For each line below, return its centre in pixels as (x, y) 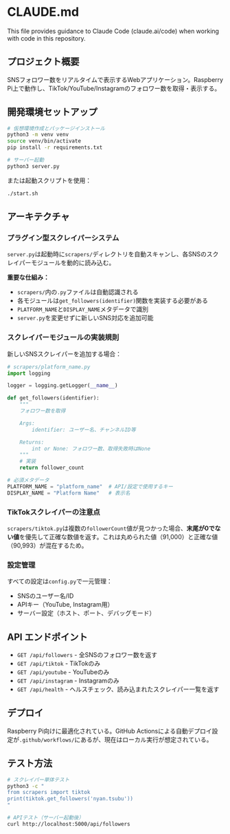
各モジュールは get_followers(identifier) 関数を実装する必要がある (112, 301)
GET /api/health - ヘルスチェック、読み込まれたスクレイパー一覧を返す (118, 689)
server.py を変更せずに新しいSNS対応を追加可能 (85, 318)
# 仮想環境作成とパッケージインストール (56, 128)
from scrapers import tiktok (49, 793)
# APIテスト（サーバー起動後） (46, 818)
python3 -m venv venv (38, 135)
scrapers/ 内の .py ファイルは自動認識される (78, 292)
